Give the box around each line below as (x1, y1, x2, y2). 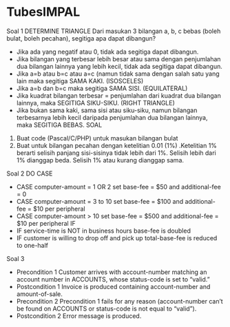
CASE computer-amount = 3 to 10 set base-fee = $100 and (16, 197, 184, 205)
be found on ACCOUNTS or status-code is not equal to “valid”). (16, 304, 197, 313)
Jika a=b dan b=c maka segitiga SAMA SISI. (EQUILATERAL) (16, 84, 188, 92)
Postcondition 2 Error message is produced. (16, 311, 142, 320)
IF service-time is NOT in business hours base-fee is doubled (16, 226, 191, 235)
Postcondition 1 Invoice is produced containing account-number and (16, 282, 211, 291)
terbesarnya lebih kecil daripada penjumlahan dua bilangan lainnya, (16, 113, 208, 121)
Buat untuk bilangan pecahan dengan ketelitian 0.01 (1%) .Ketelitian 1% (16, 141, 218, 149)
